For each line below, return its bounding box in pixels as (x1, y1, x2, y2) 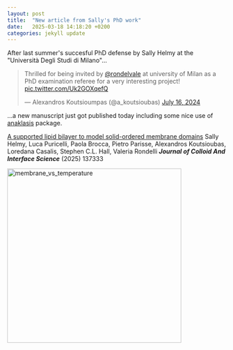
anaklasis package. (7, 119, 63, 128)
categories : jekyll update (7, 29, 86, 37)
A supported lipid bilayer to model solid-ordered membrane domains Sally (7, 132, 219, 141)
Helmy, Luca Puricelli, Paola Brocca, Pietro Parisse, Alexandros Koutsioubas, (7, 140, 227, 149)
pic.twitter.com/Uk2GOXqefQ (24, 84, 109, 93)
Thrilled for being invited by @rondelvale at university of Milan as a (24, 70, 217, 78)
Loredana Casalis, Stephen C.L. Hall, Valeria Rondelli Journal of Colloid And (7, 147, 226, 155)
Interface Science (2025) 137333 (7, 155, 104, 163)
